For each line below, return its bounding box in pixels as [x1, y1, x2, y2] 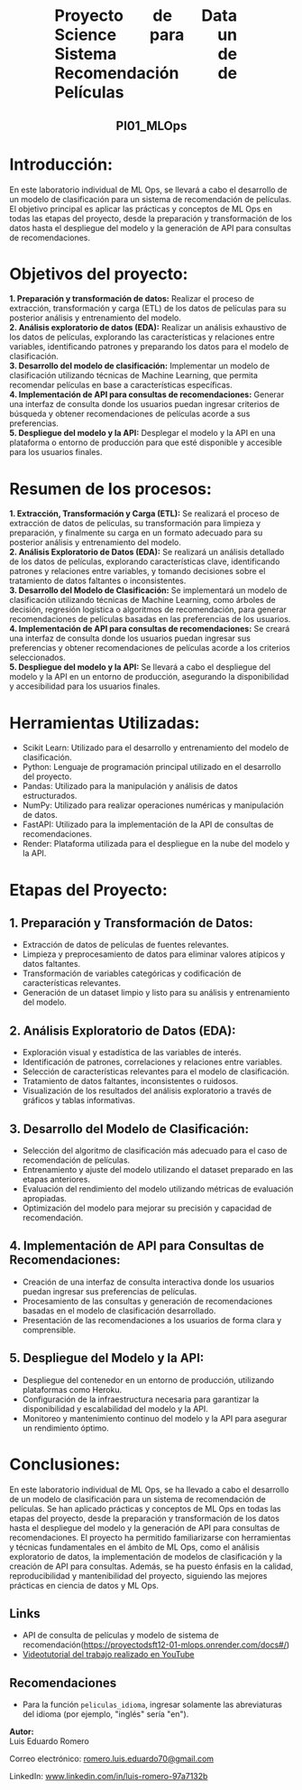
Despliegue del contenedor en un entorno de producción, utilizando [22, 1374, 275, 1386]
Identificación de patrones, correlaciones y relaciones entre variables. [22, 1057, 282, 1068]
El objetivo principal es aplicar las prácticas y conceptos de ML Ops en [9, 203, 273, 214]
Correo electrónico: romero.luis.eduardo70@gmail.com [9, 1753, 215, 1765]
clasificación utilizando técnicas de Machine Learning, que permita [9, 370, 259, 381]
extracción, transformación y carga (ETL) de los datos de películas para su [9, 303, 287, 314]
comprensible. [22, 1324, 77, 1335]
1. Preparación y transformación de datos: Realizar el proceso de [9, 293, 255, 304]
